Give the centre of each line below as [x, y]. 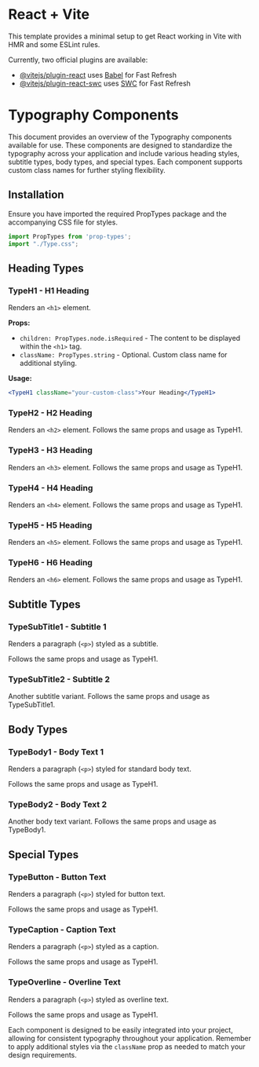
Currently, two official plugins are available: [78, 60]
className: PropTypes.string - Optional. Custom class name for [123, 355]
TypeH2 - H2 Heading [50, 412]
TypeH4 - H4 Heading [51, 488]
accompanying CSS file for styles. [63, 222]
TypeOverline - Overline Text [65, 982]
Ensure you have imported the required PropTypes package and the [118, 214]
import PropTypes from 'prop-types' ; [70, 236]
